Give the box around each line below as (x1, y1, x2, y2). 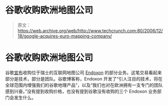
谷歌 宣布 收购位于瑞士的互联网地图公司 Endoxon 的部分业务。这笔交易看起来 (5, 69, 162, 75)
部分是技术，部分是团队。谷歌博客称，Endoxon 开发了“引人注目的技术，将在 (5, 75, 163, 81)
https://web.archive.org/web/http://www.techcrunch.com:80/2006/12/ (17, 27, 163, 33)
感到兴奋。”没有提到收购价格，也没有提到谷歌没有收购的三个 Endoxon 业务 (5, 88, 157, 94)
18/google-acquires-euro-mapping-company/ (17, 33, 112, 39)
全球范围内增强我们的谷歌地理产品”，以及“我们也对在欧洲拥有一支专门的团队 (5, 82, 163, 88)
